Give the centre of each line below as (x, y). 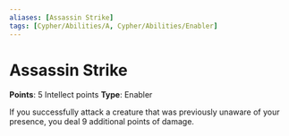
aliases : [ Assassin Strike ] (62, 17)
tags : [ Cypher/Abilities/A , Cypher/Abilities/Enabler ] (114, 26)
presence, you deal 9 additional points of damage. (102, 122)
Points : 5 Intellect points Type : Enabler (81, 95)
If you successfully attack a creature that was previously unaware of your (144, 112)
